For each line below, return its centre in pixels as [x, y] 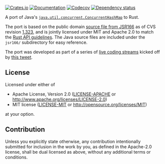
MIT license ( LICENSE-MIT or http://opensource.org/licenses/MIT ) [80, 104]
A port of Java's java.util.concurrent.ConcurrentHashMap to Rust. [72, 17]
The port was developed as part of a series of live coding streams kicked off [82, 52]
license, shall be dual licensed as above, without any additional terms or [78, 152]
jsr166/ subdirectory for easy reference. [46, 42]
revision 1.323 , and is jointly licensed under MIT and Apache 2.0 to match [80, 32]
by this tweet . [19, 57]
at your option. [20, 114]
